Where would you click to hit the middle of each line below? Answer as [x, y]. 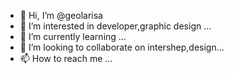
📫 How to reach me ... [66, 58]
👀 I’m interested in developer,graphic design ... [115, 26]
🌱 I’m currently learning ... [73, 36]
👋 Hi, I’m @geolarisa [61, 15]
